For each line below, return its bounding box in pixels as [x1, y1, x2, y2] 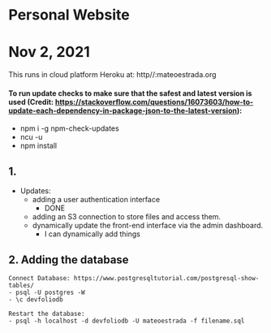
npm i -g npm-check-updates [19, 123, 119, 133]
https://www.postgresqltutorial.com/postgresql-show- [73, 274, 260, 282]
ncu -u [19, 132, 43, 142]
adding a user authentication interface [32, 195, 161, 205]
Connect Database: [8, 274, 71, 282]
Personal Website [8, 6, 130, 24]
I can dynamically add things [44, 229, 140, 239]
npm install [19, 141, 58, 151]
